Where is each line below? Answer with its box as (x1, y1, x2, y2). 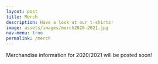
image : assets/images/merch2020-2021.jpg (6, 24, 109, 31)
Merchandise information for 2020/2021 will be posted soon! (6, 52, 152, 58)
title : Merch (6, 14, 38, 20)
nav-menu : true (6, 30, 43, 36)
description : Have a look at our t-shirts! (6, 19, 114, 25)
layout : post (6, 8, 38, 15)
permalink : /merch (6, 35, 51, 41)
